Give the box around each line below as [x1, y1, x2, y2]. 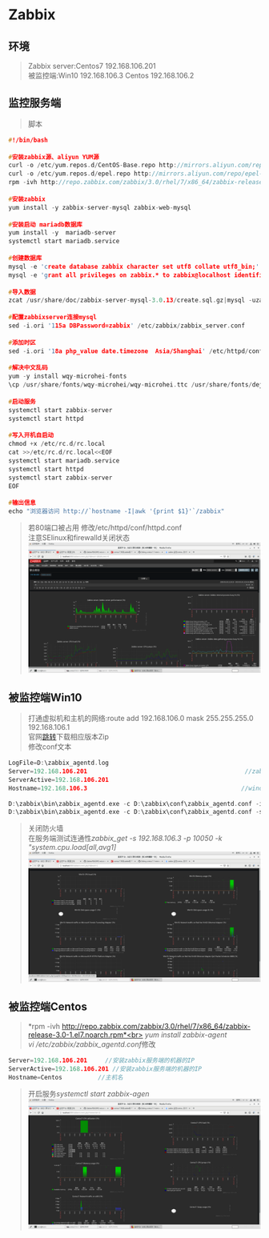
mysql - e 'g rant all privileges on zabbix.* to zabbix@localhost [8, 270, 231, 279]
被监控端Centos [8, 1000, 88, 1013]
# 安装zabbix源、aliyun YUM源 [8, 153, 100, 161]
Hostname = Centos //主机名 [8, 1074, 123, 1082]
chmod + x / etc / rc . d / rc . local [8, 440, 106, 448]
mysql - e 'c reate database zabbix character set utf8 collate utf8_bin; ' [8, 262, 260, 270]
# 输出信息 [8, 499, 36, 507]
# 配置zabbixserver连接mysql [8, 314, 98, 322]
